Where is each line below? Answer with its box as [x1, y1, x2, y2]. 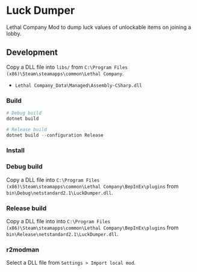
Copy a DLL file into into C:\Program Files [6, 218, 110, 225]
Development [6, 48, 58, 58]
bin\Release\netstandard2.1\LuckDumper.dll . [6, 230, 119, 238]
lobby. [6, 29, 22, 37]
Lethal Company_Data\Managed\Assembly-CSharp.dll [14, 82, 143, 88]
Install [6, 146, 25, 155]
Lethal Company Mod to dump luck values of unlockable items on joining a [6, 23, 192, 31]
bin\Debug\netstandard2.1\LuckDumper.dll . [6, 189, 113, 196]
